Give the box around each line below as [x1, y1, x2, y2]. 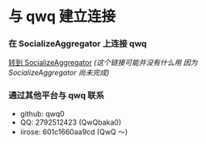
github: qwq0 [19, 109, 65, 118]
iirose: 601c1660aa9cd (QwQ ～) [19, 126, 128, 137]
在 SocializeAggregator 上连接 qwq [8, 38, 147, 49]
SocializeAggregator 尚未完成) [8, 68, 110, 77]
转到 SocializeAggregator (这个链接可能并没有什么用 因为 [8, 58, 198, 68]
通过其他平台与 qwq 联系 [8, 90, 105, 101]
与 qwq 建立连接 [8, 7, 116, 26]
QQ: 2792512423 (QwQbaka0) [19, 117, 122, 127]
